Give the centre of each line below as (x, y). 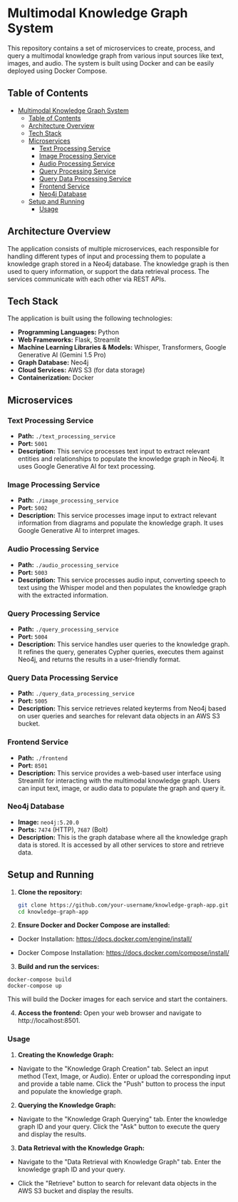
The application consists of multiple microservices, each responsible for (113, 248)
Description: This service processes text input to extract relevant (114, 452)
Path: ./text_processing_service (67, 436)
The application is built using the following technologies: (90, 318)
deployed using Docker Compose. (57, 71)
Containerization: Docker (56, 378)
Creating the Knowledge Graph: (66, 1054)
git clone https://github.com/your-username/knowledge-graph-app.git (123, 905)
